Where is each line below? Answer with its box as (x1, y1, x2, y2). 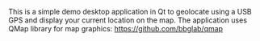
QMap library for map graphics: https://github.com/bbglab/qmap (8, 24, 224, 33)
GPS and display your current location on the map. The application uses (8, 15, 248, 25)
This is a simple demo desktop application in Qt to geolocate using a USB (8, 7, 252, 16)
